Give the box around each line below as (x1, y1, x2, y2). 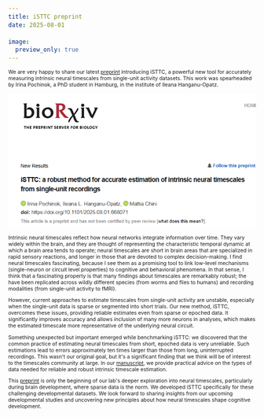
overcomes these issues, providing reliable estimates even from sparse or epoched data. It (8, 309, 229, 317)
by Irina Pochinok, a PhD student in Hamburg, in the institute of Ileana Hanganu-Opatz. (8, 81, 218, 89)
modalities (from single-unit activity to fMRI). (8, 285, 117, 293)
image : (8, 38, 30, 46)
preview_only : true (15, 46, 79, 54)
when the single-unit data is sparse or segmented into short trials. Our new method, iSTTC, (8, 303, 229, 311)
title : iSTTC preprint (8, 13, 82, 20)
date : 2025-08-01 (8, 20, 65, 29)
